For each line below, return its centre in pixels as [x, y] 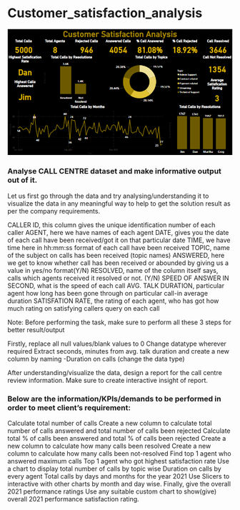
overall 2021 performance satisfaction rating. [73, 499]
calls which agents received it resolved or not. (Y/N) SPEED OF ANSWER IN [119, 278]
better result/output [36, 329]
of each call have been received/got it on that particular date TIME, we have [119, 240]
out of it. [22, 180]
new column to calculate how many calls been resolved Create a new [109, 446]
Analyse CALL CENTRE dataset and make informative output [114, 171]
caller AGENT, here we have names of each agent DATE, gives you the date [118, 232]
